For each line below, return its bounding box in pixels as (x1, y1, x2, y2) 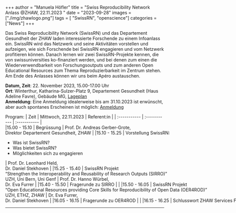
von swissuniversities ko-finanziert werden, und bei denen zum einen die (5, 57, 157, 62)
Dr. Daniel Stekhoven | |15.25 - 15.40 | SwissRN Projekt (5, 166, 119, 171)
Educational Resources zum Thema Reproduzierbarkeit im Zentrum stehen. (5, 67, 161, 74)
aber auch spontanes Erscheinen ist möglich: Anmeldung (5, 104, 124, 110)
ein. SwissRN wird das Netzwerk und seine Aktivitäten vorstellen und (5, 41, 149, 47)
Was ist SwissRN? (12, 139, 50, 146)
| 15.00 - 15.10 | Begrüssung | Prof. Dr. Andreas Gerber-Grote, (5, 124, 131, 130)
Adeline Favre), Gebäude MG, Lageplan (5, 93, 87, 99)
